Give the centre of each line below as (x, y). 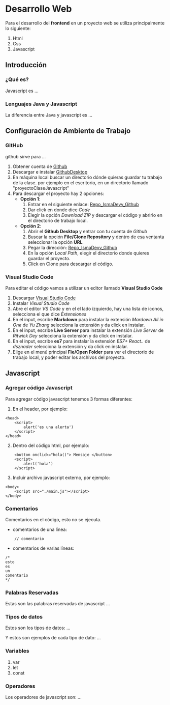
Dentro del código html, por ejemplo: (51, 445)
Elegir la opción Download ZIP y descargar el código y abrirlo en (95, 215)
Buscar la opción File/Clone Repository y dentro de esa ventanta (96, 237)
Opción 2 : (31, 226)
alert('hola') (38, 464)
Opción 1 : (30, 199)
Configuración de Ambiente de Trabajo (68, 131)
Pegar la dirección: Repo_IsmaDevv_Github (73, 247)
